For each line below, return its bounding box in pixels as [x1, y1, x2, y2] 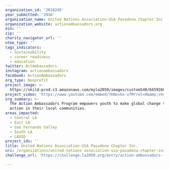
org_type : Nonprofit [5, 78, 49, 83]
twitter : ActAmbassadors [5, 64, 57, 69]
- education [10, 59, 35, 64]
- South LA [10, 129, 33, 134]
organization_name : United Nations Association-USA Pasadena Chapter [5, 17, 154, 22]
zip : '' [5, 31, 22, 36]
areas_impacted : [5, 110, 39, 116]
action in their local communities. [10, 106, 87, 111]
